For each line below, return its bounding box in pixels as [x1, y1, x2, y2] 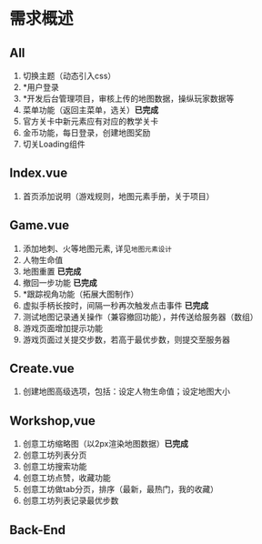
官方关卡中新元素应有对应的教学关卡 [22, 116, 159, 126]
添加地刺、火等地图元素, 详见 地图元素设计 [22, 243, 173, 254]
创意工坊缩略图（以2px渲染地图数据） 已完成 [22, 438, 189, 449]
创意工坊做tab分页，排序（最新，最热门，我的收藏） [22, 484, 218, 495]
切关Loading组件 [22, 138, 86, 149]
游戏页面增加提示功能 [22, 322, 103, 333]
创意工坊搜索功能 [22, 461, 87, 472]
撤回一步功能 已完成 [22, 277, 97, 287]
